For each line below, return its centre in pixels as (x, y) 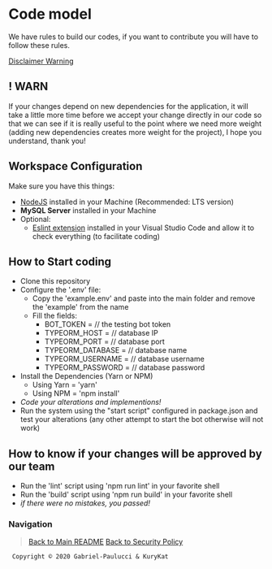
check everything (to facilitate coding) (96, 236)
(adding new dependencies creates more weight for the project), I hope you (135, 132)
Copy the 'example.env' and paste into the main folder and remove (144, 298)
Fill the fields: (55, 316)
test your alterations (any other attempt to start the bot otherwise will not (142, 419)
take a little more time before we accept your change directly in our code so (135, 115)
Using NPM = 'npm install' (76, 393)
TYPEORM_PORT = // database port (104, 341)
